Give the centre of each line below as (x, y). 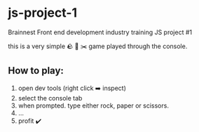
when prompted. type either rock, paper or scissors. (93, 105)
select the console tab (50, 98)
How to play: (36, 71)
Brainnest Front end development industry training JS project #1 (100, 32)
